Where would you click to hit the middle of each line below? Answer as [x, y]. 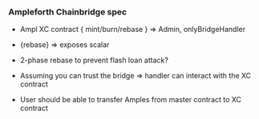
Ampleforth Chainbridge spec [67, 12]
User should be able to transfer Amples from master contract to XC [131, 100]
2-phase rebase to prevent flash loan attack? [94, 60]
